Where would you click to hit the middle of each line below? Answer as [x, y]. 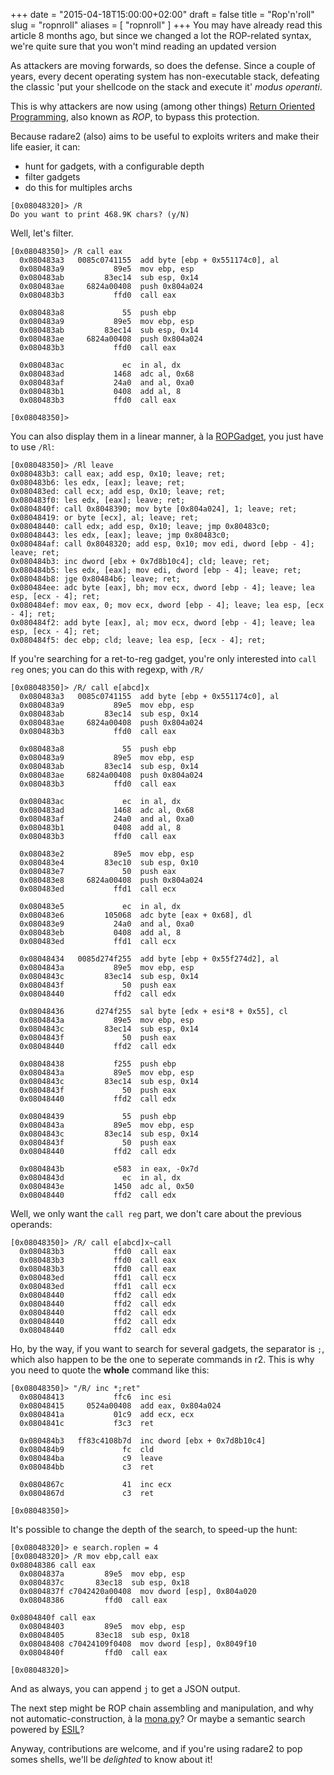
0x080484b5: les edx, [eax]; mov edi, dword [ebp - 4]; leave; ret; [156, 570]
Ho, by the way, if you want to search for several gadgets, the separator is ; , [167, 1348]
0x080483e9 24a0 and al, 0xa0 [107, 924]
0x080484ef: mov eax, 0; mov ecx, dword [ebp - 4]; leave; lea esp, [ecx [167, 605]
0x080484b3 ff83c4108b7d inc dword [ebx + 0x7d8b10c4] [143, 1441]
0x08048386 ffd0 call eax [93, 1600]
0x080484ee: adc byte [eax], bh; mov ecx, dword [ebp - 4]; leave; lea [162, 588]
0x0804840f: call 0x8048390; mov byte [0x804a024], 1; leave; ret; [154, 509]
